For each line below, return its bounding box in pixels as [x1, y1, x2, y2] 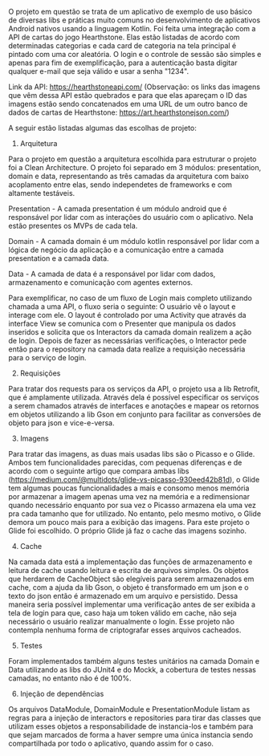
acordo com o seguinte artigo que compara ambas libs [8, 466, 190, 476]
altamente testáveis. [8, 189, 75, 197]
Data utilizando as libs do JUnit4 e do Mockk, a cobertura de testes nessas [8, 665, 257, 674]
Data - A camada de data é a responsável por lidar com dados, [8, 269, 216, 278]
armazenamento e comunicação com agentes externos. [8, 278, 194, 287]
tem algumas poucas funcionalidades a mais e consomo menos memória [8, 483, 250, 493]
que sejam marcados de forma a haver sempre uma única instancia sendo [8, 730, 254, 739]
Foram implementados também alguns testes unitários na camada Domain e [8, 656, 259, 665]
